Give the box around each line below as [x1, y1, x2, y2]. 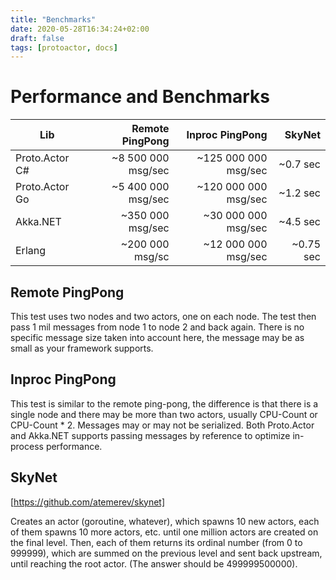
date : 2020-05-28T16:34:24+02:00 [10, 24, 150, 34]
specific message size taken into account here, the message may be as [10, 332, 305, 343]
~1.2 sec [278, 186, 321, 200]
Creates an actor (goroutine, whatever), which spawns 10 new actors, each [10, 515, 320, 527]
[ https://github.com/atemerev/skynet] [10, 496, 166, 508]
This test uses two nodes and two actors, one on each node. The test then [10, 311, 317, 322]
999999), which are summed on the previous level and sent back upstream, [10, 547, 323, 559]
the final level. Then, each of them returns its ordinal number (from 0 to [10, 536, 303, 548]
